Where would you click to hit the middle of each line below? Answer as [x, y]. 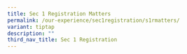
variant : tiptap [31, 27]
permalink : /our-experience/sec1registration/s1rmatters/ [93, 20]
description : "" [31, 33]
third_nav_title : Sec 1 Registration [62, 40]
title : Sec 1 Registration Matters [59, 14]
